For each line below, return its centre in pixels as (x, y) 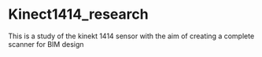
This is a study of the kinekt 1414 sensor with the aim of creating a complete (131, 36)
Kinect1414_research (78, 14)
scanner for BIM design (46, 44)
